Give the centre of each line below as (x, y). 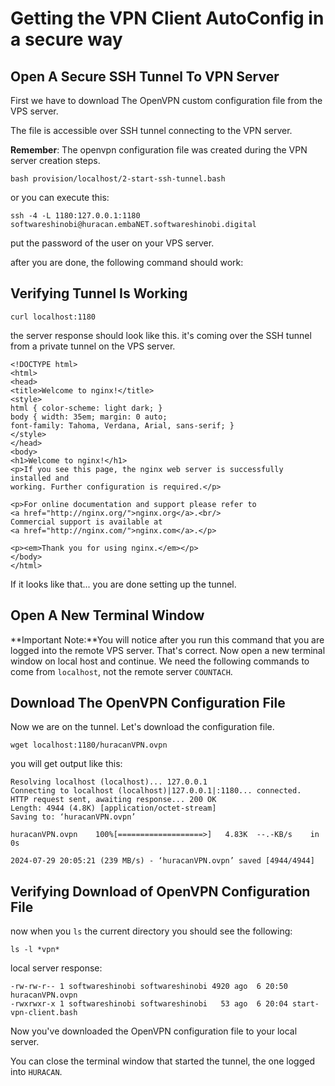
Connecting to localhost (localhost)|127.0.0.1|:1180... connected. (156, 791)
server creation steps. (55, 160)
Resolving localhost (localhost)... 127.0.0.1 (109, 782)
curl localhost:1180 (53, 317)
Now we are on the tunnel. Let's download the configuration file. (142, 727)
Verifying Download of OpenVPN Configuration (160, 891)
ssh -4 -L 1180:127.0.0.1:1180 (75, 216)
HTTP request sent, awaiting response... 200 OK (113, 800)
